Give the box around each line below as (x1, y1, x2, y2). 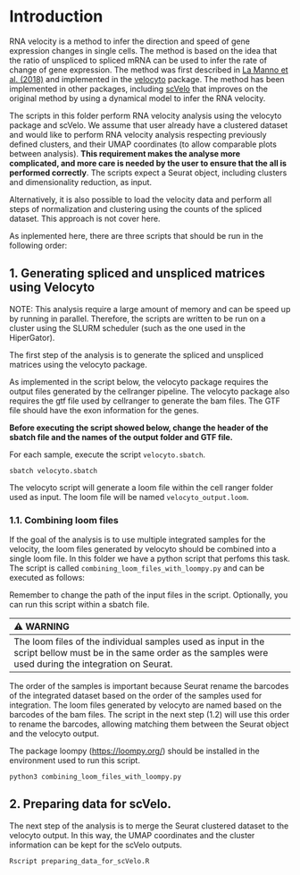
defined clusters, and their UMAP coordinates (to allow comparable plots (9, 139, 277, 149)
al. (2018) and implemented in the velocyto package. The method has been (9, 73, 286, 84)
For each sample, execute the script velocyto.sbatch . (9, 449, 206, 460)
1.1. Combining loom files (9, 514, 119, 526)
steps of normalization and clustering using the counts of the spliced (9, 203, 262, 214)
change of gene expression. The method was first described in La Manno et (9, 64, 288, 75)
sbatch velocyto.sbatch (9, 466, 98, 475)
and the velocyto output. (9, 728, 100, 739)
